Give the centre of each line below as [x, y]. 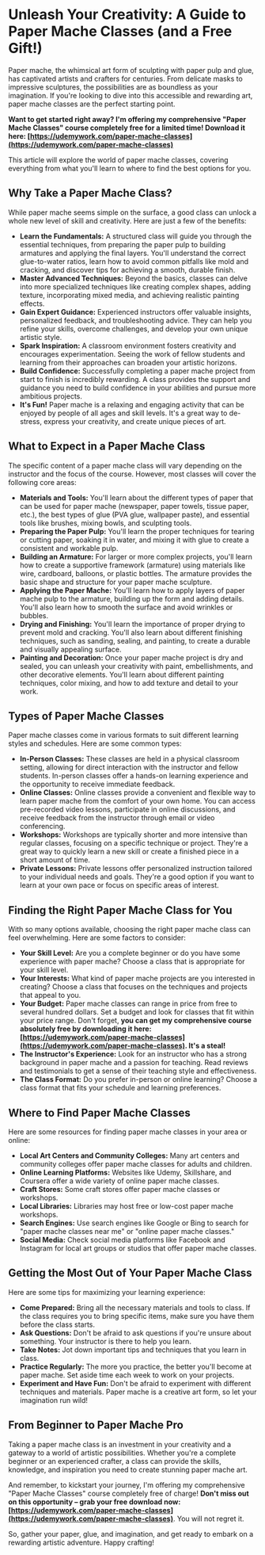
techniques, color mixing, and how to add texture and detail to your [129, 682]
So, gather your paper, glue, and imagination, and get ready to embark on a [131, 1534]
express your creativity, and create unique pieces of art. [135, 421]
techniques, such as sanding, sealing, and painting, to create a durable [135, 640]
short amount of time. [55, 860]
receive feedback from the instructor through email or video [117, 818]
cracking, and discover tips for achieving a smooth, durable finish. [127, 269]
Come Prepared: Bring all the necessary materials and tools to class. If [135, 1307]
